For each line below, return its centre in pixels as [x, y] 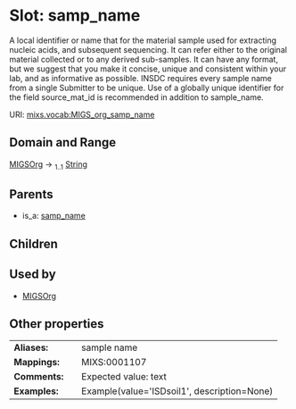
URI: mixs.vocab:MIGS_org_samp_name [82, 114]
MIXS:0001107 [114, 363]
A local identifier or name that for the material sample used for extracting [143, 40]
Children [33, 243]
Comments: [39, 377]
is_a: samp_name [54, 216]
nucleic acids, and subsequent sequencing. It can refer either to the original [148, 49]
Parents [31, 194]
